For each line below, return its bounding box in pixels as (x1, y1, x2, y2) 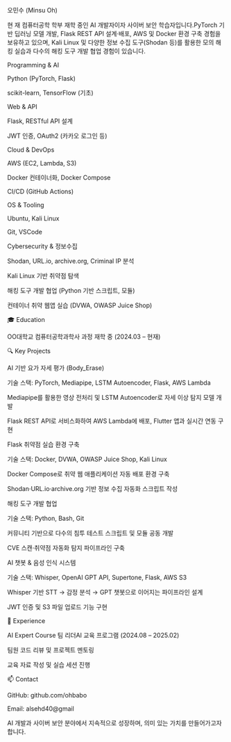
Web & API (7, 103, 38, 111)
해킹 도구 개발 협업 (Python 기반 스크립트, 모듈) (7, 287, 135, 294)
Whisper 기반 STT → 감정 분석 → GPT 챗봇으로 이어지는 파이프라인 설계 (7, 588, 203, 596)
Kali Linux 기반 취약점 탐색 (7, 272, 80, 280)
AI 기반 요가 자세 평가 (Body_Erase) (7, 364, 105, 372)
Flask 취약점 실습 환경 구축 (7, 440, 80, 449)
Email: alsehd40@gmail (7, 704, 74, 713)
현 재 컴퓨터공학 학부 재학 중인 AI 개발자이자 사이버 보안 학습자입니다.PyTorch (7, 21, 218, 29)
